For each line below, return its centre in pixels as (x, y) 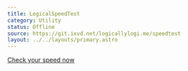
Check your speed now (41, 60)
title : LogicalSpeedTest (44, 14)
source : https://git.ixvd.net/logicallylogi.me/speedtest (94, 33)
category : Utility (34, 20)
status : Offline (31, 27)
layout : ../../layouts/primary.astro (63, 40)
